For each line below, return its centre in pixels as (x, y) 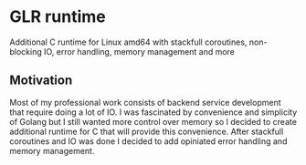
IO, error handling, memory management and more (140, 51)
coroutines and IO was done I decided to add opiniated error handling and (148, 141)
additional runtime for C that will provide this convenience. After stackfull (147, 131)
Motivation (41, 81)
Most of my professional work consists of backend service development (145, 102)
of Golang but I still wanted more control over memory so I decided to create (153, 121)
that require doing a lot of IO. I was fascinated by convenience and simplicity (153, 112)
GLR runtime (58, 17)
